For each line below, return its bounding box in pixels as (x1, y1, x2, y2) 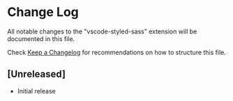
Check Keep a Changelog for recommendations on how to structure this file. (7, 48, 227, 56)
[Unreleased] (7, 68, 66, 80)
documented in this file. (7, 34, 75, 42)
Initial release (17, 86, 56, 95)
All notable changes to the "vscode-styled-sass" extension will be (7, 27, 197, 36)
